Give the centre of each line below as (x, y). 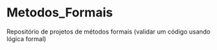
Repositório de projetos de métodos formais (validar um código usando (108, 32)
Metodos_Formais (60, 13)
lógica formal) (26, 38)
